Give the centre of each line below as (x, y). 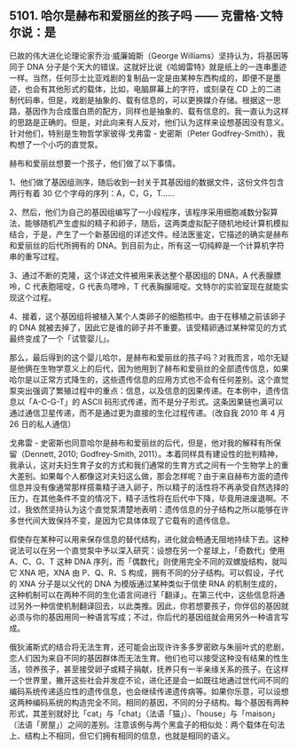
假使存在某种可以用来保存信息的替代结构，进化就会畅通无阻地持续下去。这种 (149, 539)
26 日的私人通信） (43, 423)
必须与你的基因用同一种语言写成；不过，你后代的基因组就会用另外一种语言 (145, 617)
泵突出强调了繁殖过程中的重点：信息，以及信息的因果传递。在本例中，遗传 (145, 390)
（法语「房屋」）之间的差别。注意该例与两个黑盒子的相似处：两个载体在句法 (147, 724)
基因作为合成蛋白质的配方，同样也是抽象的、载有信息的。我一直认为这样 (157, 111)
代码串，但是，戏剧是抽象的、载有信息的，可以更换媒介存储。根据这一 (145, 99)
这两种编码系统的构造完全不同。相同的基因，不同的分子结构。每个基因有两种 (149, 702)
